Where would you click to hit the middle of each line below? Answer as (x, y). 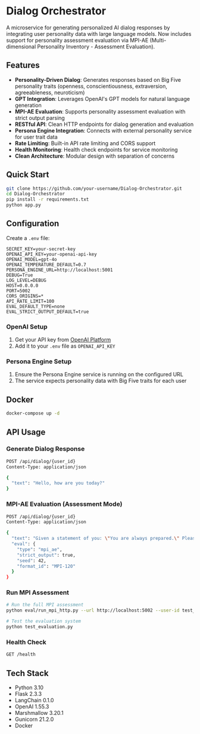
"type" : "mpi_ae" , (40, 549)
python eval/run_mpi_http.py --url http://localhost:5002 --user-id (93, 610)
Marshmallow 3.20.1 (39, 712)
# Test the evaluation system (44, 621)
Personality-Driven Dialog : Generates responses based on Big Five (98, 79)
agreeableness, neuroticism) (50, 92)
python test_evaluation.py (40, 627)
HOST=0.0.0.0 (22, 285)
